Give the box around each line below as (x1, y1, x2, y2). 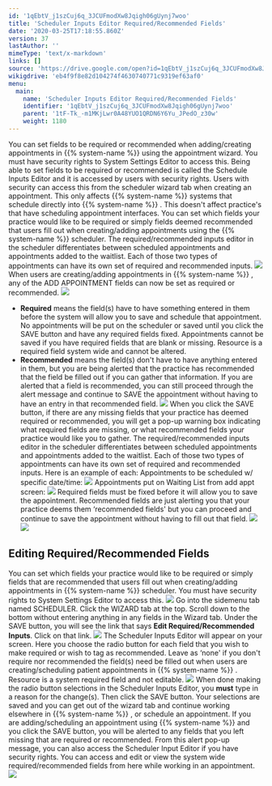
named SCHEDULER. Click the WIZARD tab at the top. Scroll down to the (8, 604, 250, 614)
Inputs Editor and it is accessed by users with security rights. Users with (8, 173, 249, 183)
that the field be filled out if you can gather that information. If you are (19, 372, 253, 381)
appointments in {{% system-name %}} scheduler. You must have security (8, 585, 257, 595)
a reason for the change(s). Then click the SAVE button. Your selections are (8, 691, 261, 701)
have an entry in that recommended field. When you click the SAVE (19, 398, 254, 409)
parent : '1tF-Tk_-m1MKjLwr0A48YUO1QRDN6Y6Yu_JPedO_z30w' (23, 110, 219, 118)
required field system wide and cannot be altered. (19, 346, 187, 356)
